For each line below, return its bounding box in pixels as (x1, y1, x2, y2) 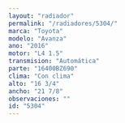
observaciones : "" (8, 95, 71, 103)
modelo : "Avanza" (8, 34, 67, 43)
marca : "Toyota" (8, 27, 63, 35)
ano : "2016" (8, 42, 49, 50)
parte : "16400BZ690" (8, 65, 79, 73)
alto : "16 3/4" (8, 79, 60, 87)
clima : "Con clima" (8, 72, 75, 80)
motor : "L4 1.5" (8, 49, 63, 57)
